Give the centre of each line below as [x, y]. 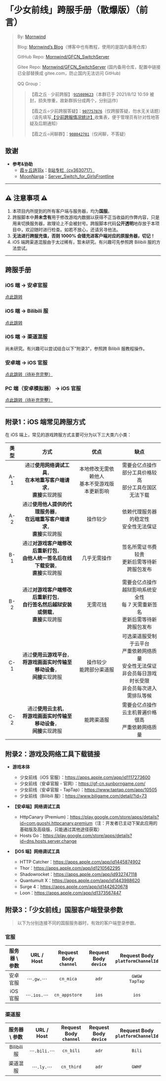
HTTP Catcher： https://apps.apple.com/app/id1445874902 [80, 862]
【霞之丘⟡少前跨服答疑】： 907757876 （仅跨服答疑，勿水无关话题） [95, 111]
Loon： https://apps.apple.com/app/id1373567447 [70, 893]
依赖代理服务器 [139, 512]
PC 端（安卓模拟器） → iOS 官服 [43, 389]
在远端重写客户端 [44, 519]
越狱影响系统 [137, 590]
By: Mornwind [31, 36]
